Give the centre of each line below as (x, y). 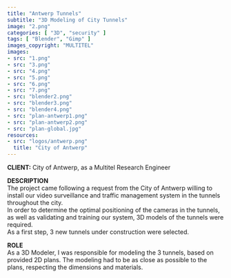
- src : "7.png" (29, 90)
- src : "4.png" (29, 71)
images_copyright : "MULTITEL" (51, 45)
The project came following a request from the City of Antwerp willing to (110, 188)
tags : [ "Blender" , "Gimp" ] (49, 39)
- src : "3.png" (29, 65)
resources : (23, 135)
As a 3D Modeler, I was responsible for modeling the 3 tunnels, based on (110, 253)
